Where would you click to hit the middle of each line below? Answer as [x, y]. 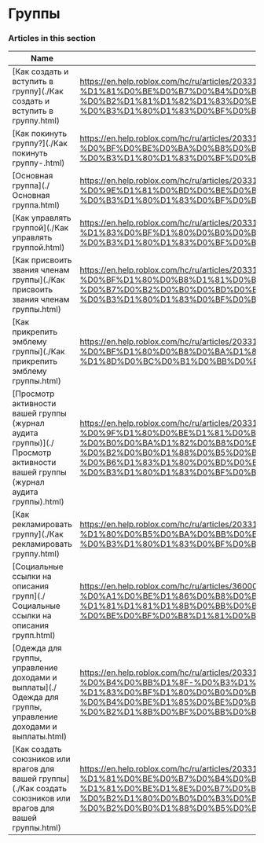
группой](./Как [40, 228]
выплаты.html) [39, 737]
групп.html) [34, 636]
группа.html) [36, 205]
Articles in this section [52, 38]
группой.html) [38, 247]
